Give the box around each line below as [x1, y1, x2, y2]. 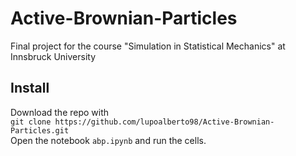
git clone [10, 117, 52, 127]
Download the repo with [10, 106, 110, 118]
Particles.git [10, 125, 70, 136]
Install [10, 80, 50, 97]
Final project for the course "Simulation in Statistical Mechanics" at [10, 40, 286, 52]
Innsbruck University [10, 50, 97, 62]
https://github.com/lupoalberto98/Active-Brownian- [54, 117, 275, 127]
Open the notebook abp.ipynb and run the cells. [10, 134, 207, 146]
